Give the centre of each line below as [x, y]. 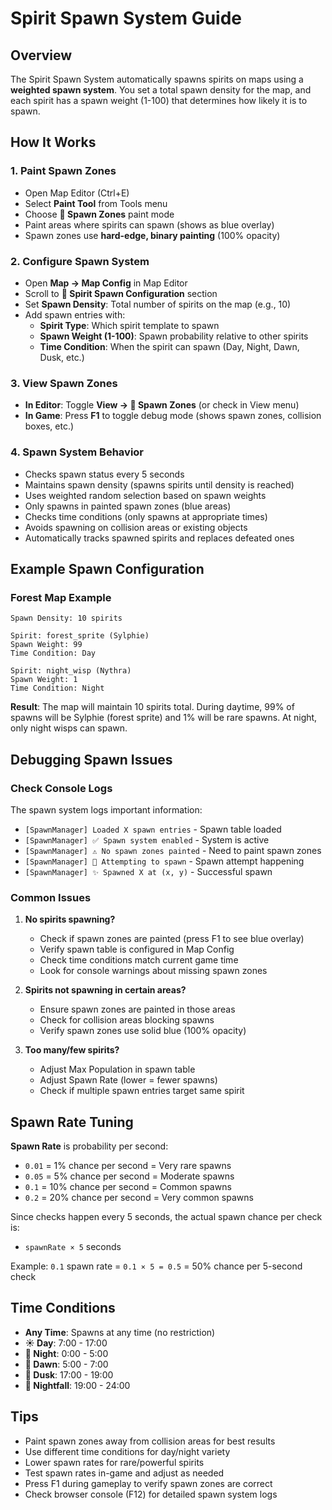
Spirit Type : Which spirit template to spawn [129, 325]
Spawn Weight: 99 [46, 645]
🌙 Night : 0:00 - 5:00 [66, 1353]
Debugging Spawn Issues [91, 759]
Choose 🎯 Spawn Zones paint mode [99, 214]
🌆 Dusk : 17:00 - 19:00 [69, 1374]
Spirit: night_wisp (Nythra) [71, 671]
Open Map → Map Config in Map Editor [106, 283]
